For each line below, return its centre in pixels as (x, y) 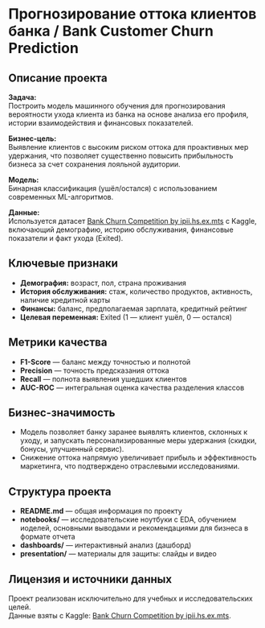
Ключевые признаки (63, 264)
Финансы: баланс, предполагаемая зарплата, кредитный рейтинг (133, 308)
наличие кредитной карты (65, 300)
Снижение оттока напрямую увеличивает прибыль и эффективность (138, 458)
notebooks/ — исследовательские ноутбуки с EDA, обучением (128, 519)
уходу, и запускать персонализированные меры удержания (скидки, (138, 440)
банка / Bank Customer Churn (111, 31)
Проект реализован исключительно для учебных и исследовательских (130, 599)
